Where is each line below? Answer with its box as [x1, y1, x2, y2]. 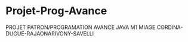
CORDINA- [156, 24, 183, 31]
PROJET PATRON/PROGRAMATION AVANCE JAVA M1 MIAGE [5, 24, 156, 31]
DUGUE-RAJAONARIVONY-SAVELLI [5, 30, 94, 37]
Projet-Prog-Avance [5, 4, 107, 18]
